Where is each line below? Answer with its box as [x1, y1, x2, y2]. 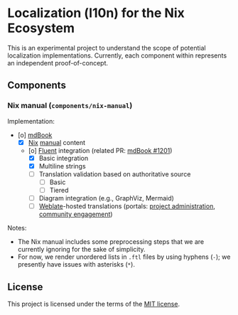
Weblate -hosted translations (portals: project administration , [38, 202, 215, 210]
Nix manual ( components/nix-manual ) [7, 101, 133, 111]
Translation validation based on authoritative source [38, 169, 191, 178]
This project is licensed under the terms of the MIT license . [7, 299, 180, 308]
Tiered [49, 186, 69, 194]
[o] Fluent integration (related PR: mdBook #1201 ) [28, 146, 173, 154]
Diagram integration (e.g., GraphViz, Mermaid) [38, 194, 174, 202]
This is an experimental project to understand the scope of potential [7, 43, 206, 52]
